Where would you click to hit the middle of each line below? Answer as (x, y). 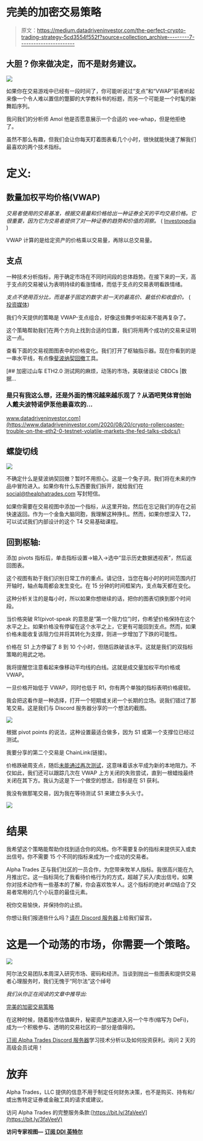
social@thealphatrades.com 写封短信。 (55, 493)
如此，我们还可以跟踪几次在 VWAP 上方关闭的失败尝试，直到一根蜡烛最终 (102, 773)
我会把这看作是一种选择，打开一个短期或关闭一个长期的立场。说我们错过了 (98, 700)
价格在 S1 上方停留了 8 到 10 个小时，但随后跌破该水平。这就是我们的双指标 (100, 647)
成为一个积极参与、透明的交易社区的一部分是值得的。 (72, 1028)
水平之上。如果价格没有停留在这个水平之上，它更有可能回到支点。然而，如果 (101, 627)
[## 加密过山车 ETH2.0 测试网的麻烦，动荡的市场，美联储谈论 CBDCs (92, 371)
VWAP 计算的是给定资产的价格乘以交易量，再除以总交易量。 (81, 240)
